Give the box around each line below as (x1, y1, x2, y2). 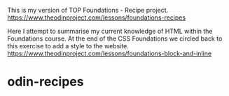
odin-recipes (7, 74, 84, 90)
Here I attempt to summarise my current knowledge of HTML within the (7, 27, 213, 35)
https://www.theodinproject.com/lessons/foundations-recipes (7, 13, 186, 22)
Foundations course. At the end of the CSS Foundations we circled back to (7, 34, 223, 43)
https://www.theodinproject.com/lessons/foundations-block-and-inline (7, 49, 212, 57)
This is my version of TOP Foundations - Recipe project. (7, 6, 169, 14)
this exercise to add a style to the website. (7, 42, 130, 50)
